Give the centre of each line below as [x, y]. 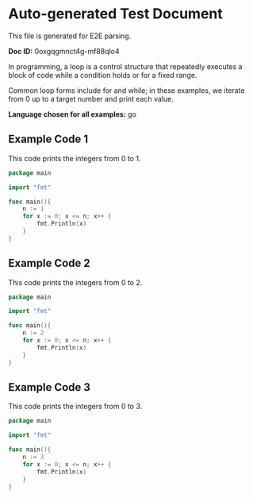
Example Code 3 [50, 387]
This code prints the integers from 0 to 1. [75, 158]
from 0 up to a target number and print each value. [91, 98]
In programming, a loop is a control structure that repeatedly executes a [125, 66]
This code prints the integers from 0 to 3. [75, 407]
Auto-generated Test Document [116, 14]
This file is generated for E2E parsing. [70, 36]
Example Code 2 [50, 263]
